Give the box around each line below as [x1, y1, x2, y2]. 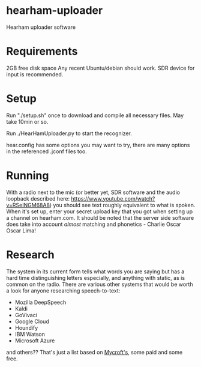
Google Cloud [14, 318, 49, 325]
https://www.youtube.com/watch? [71, 195, 155, 202]
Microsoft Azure [14, 337, 55, 344]
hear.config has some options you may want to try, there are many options [6, 141, 190, 148]
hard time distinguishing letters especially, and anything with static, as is [6, 274, 185, 281]
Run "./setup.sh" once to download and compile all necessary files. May [6, 112, 184, 119]
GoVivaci [14, 311, 38, 318]
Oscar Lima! [6, 226, 36, 234]
